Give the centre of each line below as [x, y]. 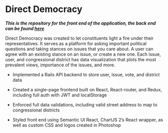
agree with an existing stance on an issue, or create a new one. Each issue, [83, 54]
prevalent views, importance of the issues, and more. [60, 65]
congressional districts [36, 110]
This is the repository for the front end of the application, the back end [80, 23]
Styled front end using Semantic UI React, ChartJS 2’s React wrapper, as [88, 119]
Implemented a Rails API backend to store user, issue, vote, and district [86, 74]
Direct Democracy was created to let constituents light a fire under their [79, 38]
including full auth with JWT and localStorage [60, 95]
